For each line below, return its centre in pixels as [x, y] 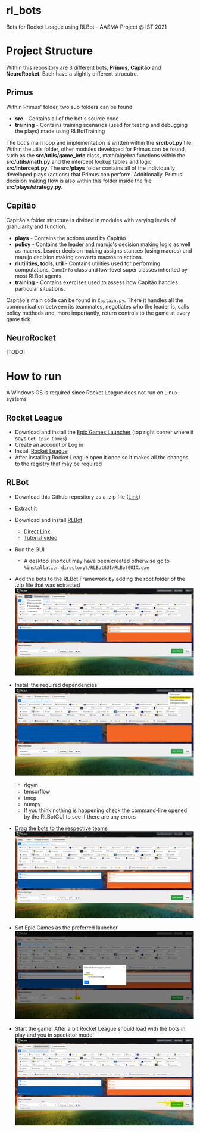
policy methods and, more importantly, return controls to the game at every [98, 313]
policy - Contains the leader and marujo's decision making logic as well [102, 244]
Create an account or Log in [49, 445]
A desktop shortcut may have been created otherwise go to [96, 561]
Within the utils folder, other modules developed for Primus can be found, [96, 149]
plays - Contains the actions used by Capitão [70, 238]
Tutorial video [40, 537]
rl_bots [24, 10]
